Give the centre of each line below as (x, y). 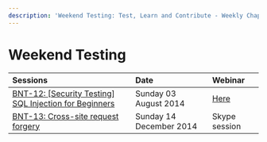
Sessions (30, 80)
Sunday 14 (155, 116)
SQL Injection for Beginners (64, 103)
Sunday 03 (155, 94)
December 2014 (166, 126)
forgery (26, 126)
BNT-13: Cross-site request (66, 116)
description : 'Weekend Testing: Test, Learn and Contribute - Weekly (126, 15)
